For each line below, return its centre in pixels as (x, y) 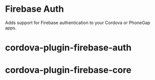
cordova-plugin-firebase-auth (68, 48)
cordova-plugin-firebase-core (68, 70)
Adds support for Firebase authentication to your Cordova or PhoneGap (78, 23)
